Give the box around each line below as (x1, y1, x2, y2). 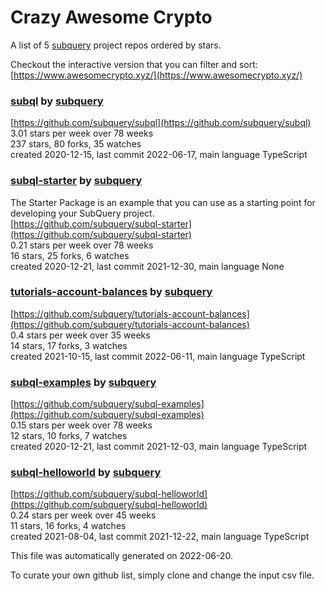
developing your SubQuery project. (10, 207, 155, 219)
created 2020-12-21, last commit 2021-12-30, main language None (10, 260, 285, 272)
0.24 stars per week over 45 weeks (10, 509, 157, 521)
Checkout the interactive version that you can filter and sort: (10, 58, 258, 70)
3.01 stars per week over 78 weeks (10, 127, 154, 140)
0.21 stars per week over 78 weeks (10, 239, 154, 251)
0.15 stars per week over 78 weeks (10, 419, 153, 431)
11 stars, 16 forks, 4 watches (10, 520, 127, 532)
